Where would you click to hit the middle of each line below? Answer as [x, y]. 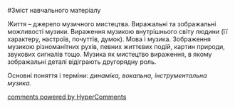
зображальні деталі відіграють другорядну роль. [82, 62]
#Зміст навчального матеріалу [54, 10]
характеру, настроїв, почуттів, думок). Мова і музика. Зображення [109, 39]
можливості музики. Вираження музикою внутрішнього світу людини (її [117, 32]
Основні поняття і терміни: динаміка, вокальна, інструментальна [108, 75]
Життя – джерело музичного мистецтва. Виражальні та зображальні [112, 24]
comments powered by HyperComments [67, 97]
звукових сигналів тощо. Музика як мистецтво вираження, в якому [110, 54]
